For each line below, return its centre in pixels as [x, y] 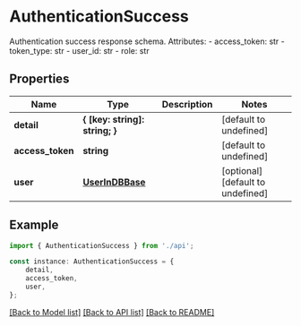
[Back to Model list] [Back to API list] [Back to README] [112, 312]
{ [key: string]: [114, 119]
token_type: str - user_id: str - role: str [79, 50]
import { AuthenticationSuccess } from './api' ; [102, 245]
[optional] [241, 170]
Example [34, 225]
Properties [39, 79]
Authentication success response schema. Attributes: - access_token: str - [147, 41]
